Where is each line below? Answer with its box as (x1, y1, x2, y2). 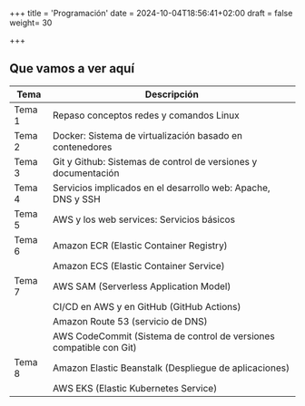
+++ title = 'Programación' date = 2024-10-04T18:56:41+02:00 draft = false (9, 8, 293, 18)
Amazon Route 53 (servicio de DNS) (53, 314, 208, 327)
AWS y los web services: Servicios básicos (53, 213, 236, 226)
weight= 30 (9, 17, 53, 28)
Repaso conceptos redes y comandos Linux (53, 109, 240, 121)
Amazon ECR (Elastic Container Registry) (53, 239, 229, 252)
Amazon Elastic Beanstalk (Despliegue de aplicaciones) (53, 362, 290, 374)
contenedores (53, 140, 113, 153)
